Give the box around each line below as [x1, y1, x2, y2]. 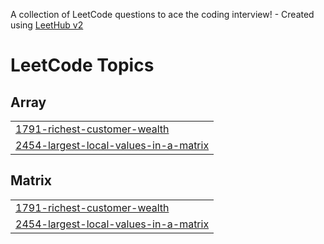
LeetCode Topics [10, 54, 155, 77]
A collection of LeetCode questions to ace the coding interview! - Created [10, 9, 315, 20]
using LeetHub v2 [10, 19, 84, 31]
